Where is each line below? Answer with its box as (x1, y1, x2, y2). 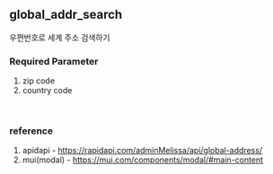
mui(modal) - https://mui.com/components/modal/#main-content (22, 154, 263, 165)
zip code (22, 75, 56, 86)
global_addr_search (9, 7, 123, 22)
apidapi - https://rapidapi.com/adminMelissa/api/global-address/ (22, 145, 263, 156)
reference (9, 125, 54, 137)
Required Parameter (9, 55, 99, 67)
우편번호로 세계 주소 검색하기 (9, 31, 110, 43)
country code (22, 85, 73, 96)
